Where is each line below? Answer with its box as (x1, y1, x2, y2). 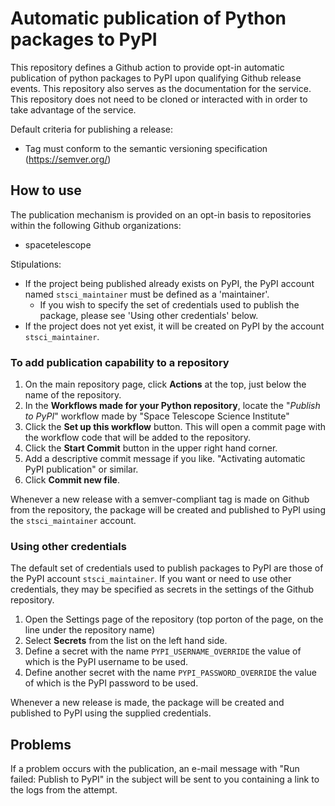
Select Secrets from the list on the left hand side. (24, 635, 228, 647)
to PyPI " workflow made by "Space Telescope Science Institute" (24, 410, 290, 422)
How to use (10, 182, 82, 199)
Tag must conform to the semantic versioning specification (24, 142, 268, 154)
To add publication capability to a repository (10, 355, 230, 369)
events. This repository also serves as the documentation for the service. (10, 82, 312, 94)
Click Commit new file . (24, 474, 120, 486)
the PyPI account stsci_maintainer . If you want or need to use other (10, 573, 292, 585)
